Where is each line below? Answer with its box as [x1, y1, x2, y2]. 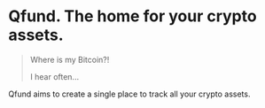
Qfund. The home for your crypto [8, 6, 258, 27]
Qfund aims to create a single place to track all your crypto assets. [8, 89, 251, 99]
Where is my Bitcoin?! [29, 54, 110, 65]
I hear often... [29, 71, 80, 81]
